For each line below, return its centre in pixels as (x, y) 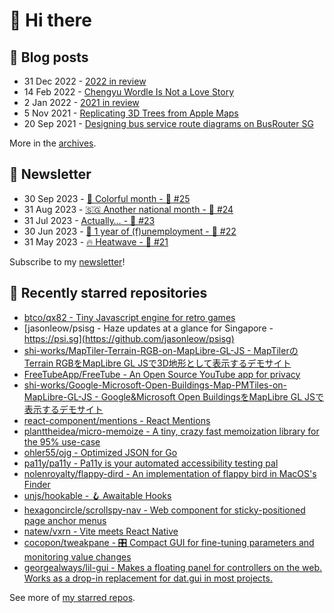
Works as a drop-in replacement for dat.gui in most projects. (148, 578)
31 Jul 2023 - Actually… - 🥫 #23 (89, 220)
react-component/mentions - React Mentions (117, 420)
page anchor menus (65, 520)
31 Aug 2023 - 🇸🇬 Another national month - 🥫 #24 (128, 209)
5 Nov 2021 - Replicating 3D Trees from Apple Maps (131, 113)
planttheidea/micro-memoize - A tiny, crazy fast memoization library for (171, 431)
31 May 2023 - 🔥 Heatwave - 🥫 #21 (96, 241)
